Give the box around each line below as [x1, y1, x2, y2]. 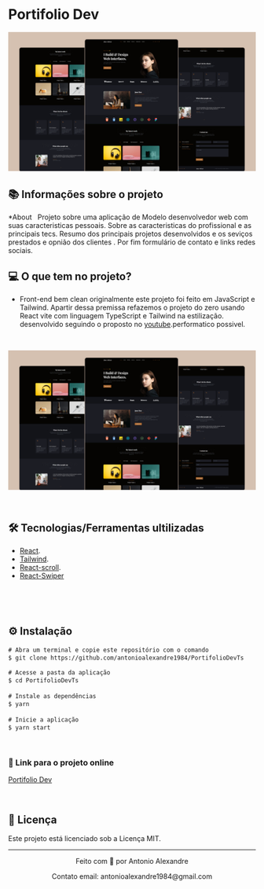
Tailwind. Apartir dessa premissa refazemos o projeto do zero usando [19, 303, 245, 312]
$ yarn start [8, 724, 51, 732]
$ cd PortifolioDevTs [8, 677, 79, 685]
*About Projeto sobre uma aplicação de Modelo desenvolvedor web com [8, 212, 249, 222]
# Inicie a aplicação [8, 716, 79, 724]
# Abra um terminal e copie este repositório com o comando [8, 646, 210, 654]
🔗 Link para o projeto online [8, 757, 115, 768]
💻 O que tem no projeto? [8, 270, 132, 283]
